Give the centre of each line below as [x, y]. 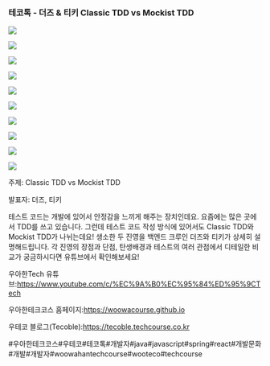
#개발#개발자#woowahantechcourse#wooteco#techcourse [105, 354]
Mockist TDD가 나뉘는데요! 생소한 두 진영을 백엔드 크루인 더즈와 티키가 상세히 [131, 237]
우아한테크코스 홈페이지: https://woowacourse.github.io [97, 310]
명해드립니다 [28, 247]
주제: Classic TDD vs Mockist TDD [64, 183]
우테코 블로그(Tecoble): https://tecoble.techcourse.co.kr [99, 327]
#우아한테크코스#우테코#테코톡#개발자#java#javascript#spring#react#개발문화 [135, 344]
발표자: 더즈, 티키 [35, 199]
